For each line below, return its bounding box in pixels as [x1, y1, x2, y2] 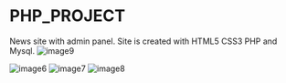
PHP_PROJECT [9, 5, 126, 26]
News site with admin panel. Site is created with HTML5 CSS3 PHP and [9, 36, 278, 47]
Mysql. [9, 45, 35, 56]
